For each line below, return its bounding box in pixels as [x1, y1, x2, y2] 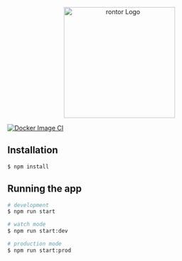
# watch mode [7, 221, 46, 228]
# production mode [7, 240, 62, 248]
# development [7, 201, 50, 209]
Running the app [7, 183, 82, 195]
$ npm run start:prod [7, 247, 72, 254]
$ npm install [7, 163, 50, 170]
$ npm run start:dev [7, 228, 69, 235]
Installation [7, 144, 58, 156]
